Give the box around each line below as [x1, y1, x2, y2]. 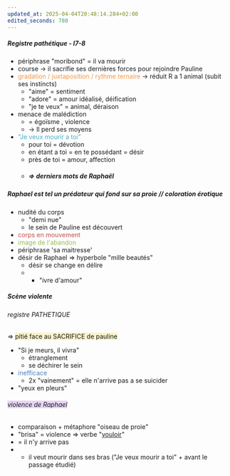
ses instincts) [17, 80, 57, 88]
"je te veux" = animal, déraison [28, 103, 119, 111]
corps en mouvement [17, 230, 80, 239]
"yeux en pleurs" [17, 384, 68, 393]
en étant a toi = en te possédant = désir [28, 148, 145, 157]
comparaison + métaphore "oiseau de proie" [17, 422, 149, 431]
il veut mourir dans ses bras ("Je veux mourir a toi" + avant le [28, 452, 208, 461]
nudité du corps [17, 207, 65, 216]
